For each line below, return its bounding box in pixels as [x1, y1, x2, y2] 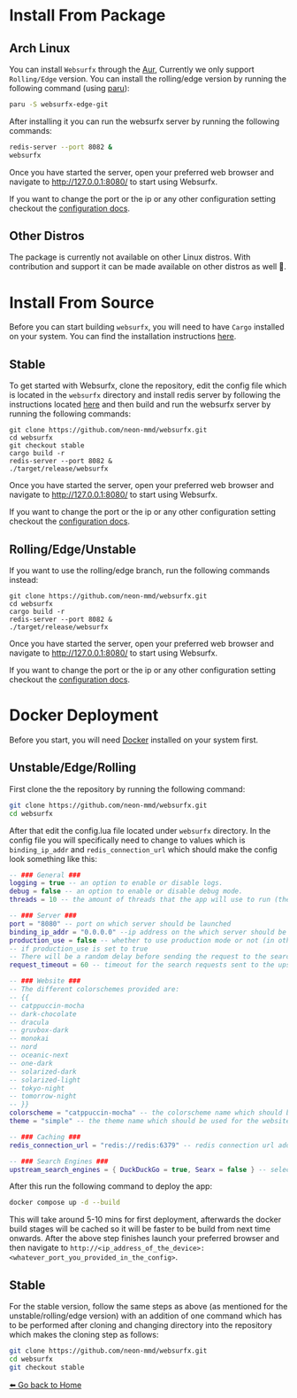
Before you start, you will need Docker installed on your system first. [9, 734, 259, 745]
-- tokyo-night [9, 1083, 65, 1092]
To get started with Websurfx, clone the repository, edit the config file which [9, 380, 287, 391]
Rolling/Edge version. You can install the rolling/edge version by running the [9, 74, 287, 84]
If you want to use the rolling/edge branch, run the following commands [9, 565, 270, 576]
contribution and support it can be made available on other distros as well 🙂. [9, 261, 287, 272]
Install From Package [9, 5, 166, 26]
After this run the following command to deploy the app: [9, 1181, 213, 1192]
